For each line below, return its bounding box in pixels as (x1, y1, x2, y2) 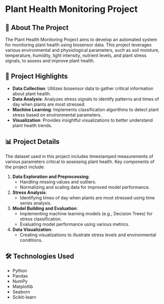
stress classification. (19, 216, 62, 222)
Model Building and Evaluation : (12, 205, 78, 211)
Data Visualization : (12, 226, 53, 232)
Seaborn (12, 289, 30, 295)
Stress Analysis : (12, 189, 47, 195)
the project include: (5, 163, 45, 170)
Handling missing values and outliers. (19, 178, 97, 185)
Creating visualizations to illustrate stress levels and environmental (19, 232, 157, 238)
